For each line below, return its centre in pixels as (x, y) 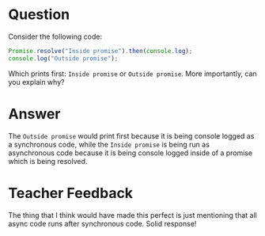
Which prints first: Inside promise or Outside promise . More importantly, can (132, 74)
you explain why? (36, 82)
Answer (34, 114)
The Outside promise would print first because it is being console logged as (131, 135)
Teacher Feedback (70, 193)
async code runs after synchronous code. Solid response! (102, 223)
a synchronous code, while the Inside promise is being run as (109, 144)
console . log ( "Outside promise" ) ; (63, 58)
